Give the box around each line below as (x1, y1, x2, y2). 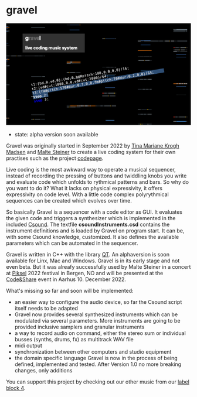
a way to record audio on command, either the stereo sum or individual (14, 330, 186, 337)
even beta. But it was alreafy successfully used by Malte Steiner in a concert (6, 263, 191, 271)
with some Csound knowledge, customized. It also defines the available (6, 234, 179, 241)
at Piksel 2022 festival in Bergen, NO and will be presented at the (6, 270, 164, 277)
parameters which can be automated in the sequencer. (6, 239, 138, 247)
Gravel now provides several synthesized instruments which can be (14, 311, 178, 318)
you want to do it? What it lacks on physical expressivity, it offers (6, 185, 163, 192)
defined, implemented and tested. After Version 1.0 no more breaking (14, 361, 182, 368)
